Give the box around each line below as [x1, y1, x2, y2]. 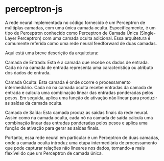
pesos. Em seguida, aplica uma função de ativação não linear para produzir [5, 94, 158, 101]
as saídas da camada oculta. [5, 100, 63, 106]
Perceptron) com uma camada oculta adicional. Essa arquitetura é [17, 35, 151, 41]
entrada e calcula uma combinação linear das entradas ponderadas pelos [5, 90, 153, 95]
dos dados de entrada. [5, 69, 51, 75]
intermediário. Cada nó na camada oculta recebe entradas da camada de [5, 84, 153, 90]
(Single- [139, 30, 156, 36]
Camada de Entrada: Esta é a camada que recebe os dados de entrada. [5, 59, 149, 65]
